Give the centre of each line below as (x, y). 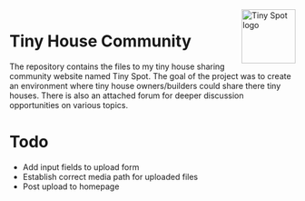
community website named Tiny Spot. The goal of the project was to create (151, 75)
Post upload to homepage (71, 186)
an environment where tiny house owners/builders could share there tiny (145, 85)
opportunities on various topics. (69, 105)
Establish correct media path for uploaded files (110, 176)
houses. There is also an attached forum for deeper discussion (127, 95)
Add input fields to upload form (81, 166)
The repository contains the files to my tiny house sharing (117, 66)
